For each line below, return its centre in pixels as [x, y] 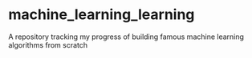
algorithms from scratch [48, 44]
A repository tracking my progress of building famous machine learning [126, 37]
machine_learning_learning [102, 15]
